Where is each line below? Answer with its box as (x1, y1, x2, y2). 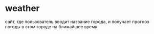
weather (5, 3, 40, 14)
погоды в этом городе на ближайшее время (5, 23, 98, 29)
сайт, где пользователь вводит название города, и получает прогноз (5, 19, 149, 24)
